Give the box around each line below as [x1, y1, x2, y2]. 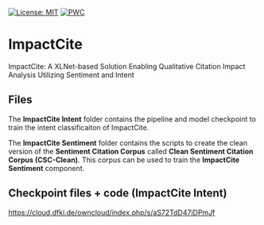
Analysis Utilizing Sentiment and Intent [8, 70, 135, 80]
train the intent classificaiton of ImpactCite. [8, 122, 149, 132]
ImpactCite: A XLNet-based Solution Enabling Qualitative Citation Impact [8, 61, 246, 71]
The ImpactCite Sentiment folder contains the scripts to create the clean [8, 138, 248, 147]
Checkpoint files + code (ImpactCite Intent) [8, 187, 228, 200]
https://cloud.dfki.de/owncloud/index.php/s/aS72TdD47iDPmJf [8, 208, 215, 217]
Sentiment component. [8, 163, 85, 173]
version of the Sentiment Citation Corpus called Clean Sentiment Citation [8, 146, 254, 156]
